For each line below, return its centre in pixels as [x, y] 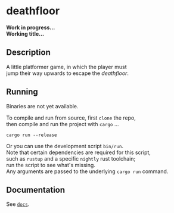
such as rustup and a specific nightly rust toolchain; [71, 158]
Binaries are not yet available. [42, 106]
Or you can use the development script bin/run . [65, 146]
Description [28, 53]
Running [22, 92]
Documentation [36, 189]
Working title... [25, 33]
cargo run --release [32, 135]
